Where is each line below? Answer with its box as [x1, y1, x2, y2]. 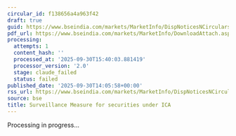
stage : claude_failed [13, 69, 77, 76]
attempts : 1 [13, 43, 49, 50]
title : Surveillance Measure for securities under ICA [7, 102, 171, 109]
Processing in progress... [7, 121, 79, 129]
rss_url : [7, 88, 33, 95]
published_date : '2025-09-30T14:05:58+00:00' [7, 82, 143, 89]
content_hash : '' [13, 50, 65, 57]
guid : [7, 23, 23, 30]
